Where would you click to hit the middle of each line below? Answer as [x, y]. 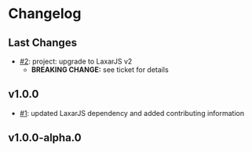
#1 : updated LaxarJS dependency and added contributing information [132, 113]
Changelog [45, 14]
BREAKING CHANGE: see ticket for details [100, 70]
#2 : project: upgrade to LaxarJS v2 [76, 61]
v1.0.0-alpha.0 [45, 138]
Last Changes [42, 43]
